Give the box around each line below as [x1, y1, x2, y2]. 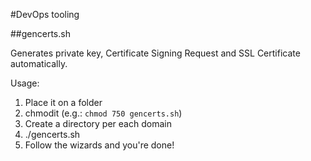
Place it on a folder [24, 97, 103, 108]
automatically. [10, 58, 68, 69]
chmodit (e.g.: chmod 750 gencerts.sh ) [24, 107, 183, 119]
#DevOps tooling [10, 9, 80, 20]
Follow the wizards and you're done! [24, 139, 175, 151]
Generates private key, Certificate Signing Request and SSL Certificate [10, 47, 301, 59]
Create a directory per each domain [24, 118, 172, 129]
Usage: [10, 77, 40, 89]
